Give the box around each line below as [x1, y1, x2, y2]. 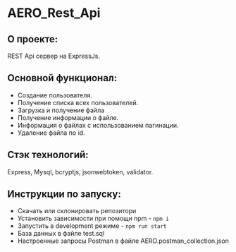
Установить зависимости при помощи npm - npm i [17, 214, 169, 223]
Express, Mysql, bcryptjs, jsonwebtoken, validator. [7, 167, 154, 176]
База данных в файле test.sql [17, 229, 105, 238]
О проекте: [7, 33, 58, 45]
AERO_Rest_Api [7, 5, 101, 21]
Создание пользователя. [17, 90, 93, 100]
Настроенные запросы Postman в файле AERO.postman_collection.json [17, 236, 229, 245]
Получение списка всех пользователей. [17, 98, 139, 107]
